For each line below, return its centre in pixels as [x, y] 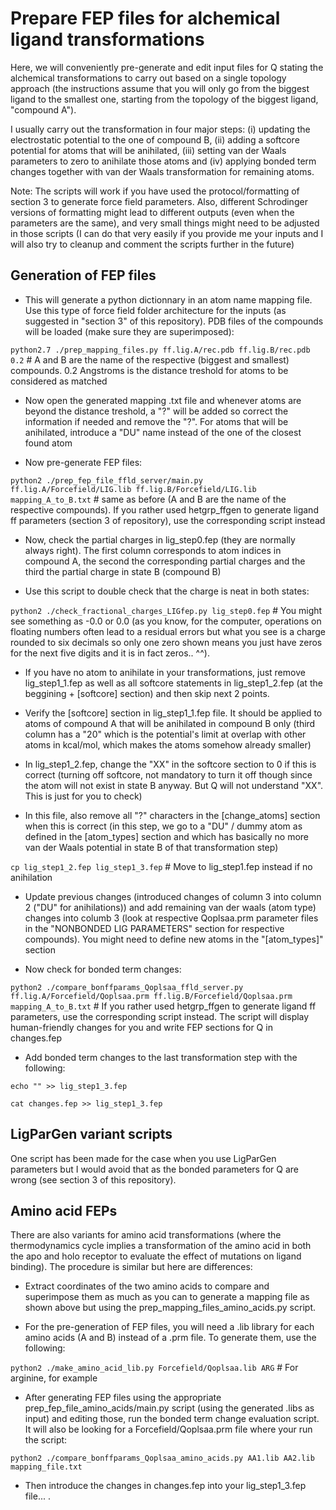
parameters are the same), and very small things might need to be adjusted [165, 223]
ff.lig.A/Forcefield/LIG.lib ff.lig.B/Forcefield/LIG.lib [133, 489]
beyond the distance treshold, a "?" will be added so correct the [156, 411]
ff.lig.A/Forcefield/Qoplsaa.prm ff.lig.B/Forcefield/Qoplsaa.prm [151, 996]
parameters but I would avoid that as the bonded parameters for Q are [154, 1169]
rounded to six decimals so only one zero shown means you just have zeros [166, 642]
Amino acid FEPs [64, 1210]
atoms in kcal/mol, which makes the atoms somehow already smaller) [168, 744]
